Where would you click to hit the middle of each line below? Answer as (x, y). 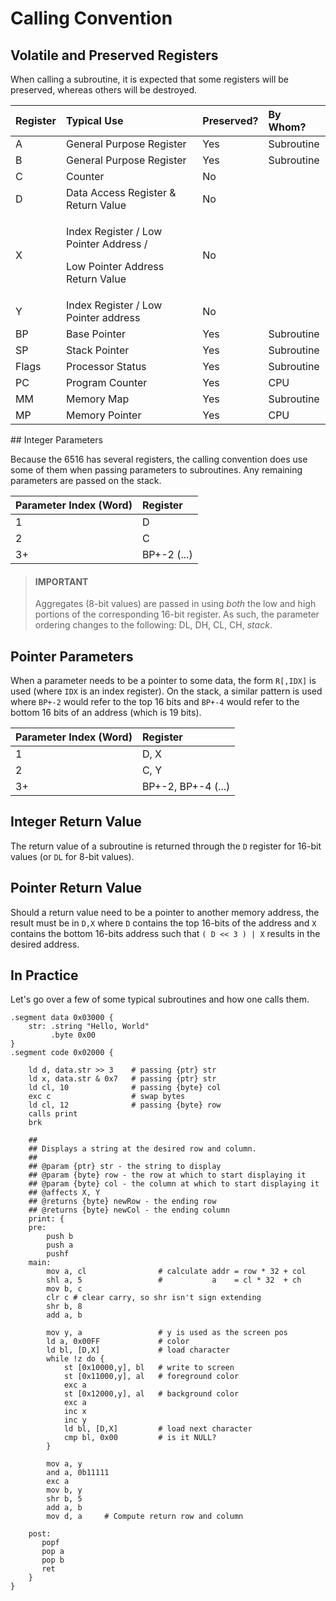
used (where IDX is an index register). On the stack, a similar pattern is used (166, 691)
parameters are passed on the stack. (86, 480)
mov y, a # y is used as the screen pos (167, 1333)
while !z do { (75, 1359)
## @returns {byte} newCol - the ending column (129, 1210)
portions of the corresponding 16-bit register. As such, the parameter (177, 614)
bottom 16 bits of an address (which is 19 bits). (106, 713)
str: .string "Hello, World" (89, 1027)
